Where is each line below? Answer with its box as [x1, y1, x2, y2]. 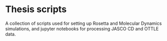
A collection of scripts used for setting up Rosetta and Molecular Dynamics [5, 20, 162, 26]
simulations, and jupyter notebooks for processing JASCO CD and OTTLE [5, 25, 159, 31]
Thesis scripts [5, 4, 67, 15]
